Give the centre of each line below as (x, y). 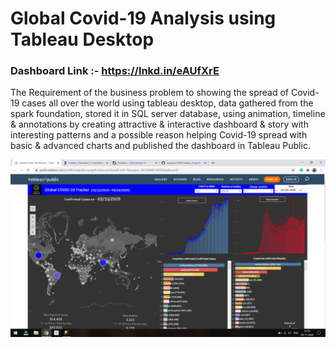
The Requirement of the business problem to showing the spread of (150, 93)
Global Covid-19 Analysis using (143, 18)
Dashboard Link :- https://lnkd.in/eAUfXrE (115, 71)
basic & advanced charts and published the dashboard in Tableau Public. (160, 146)
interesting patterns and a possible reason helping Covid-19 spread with (159, 135)
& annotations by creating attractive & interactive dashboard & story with (159, 124)
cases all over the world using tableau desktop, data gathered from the (167, 103)
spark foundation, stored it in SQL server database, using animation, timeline (168, 114)
